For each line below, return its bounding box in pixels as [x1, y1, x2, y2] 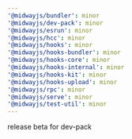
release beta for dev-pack [7, 122, 92, 132]
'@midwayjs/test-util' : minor [7, 100, 107, 108]
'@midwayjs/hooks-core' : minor [7, 56, 111, 64]
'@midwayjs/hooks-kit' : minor [7, 71, 107, 79]
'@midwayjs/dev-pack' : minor [7, 19, 104, 27]
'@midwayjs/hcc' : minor [7, 33, 86, 42]
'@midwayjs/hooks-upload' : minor [7, 78, 118, 86]
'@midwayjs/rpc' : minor [7, 85, 86, 94]
